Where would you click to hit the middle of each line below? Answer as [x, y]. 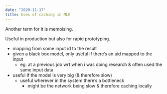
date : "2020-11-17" [26, 10]
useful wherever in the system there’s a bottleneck [72, 80]
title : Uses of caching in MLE [38, 15]
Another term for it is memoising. [39, 29]
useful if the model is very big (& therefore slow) [62, 75]
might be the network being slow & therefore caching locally [90, 85]
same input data [37, 70]
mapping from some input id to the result [54, 48]
